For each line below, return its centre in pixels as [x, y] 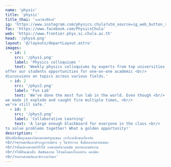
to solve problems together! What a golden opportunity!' [68, 128]
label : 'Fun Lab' [33, 90]
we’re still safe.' [26, 105]
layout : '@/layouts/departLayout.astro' [49, 43]
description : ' [21, 133]
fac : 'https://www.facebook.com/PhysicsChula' [55, 29]
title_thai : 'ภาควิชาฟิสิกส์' [31, 19]
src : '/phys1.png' [34, 57]
